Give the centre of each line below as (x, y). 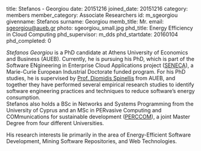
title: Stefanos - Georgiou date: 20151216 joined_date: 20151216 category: (97, 9)
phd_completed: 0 (29, 41)
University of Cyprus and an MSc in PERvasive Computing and (84, 110)
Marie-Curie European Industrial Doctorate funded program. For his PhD (96, 72)
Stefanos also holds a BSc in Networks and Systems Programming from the (100, 104)
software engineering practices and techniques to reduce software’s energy (101, 91)
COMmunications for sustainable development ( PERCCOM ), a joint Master (98, 117)
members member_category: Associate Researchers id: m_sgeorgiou (92, 15)
